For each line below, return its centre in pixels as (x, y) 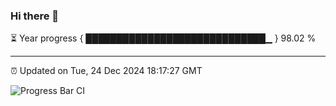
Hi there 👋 (35, 16)
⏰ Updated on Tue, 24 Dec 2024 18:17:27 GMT (106, 71)
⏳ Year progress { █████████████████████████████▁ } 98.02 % (163, 38)
